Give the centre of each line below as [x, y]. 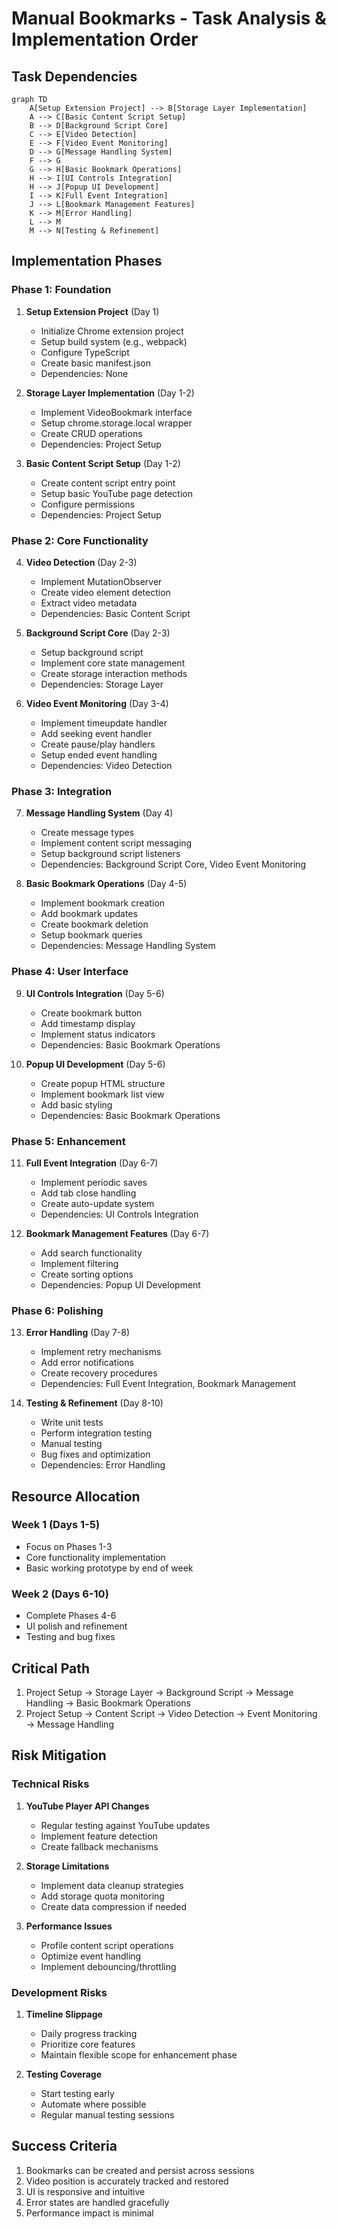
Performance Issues [69, 1926]
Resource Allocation [76, 1496]
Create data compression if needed [114, 1906]
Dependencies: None [84, 373]
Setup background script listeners [110, 854]
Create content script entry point [108, 483]
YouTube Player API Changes [87, 1806]
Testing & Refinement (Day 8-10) [94, 1403]
